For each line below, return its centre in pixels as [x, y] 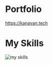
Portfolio [23, 9]
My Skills [24, 43]
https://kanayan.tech [26, 23]
